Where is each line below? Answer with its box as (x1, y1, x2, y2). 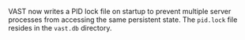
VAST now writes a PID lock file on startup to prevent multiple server (8, 7, 232, 16)
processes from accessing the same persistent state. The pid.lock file (8, 15, 238, 24)
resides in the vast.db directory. (8, 24, 112, 32)
